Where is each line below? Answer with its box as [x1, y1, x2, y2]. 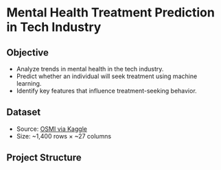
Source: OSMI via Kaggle [16, 125, 87, 133]
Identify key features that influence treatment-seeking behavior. [16, 87, 197, 95]
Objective [6, 47, 49, 58]
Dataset [6, 106, 41, 118]
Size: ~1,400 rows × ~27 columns [16, 132, 111, 140]
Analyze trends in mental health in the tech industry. [16, 65, 164, 73]
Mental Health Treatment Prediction [6, 5, 216, 21]
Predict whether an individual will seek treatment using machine [16, 72, 198, 80]
